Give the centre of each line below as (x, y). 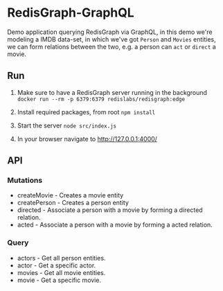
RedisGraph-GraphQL (71, 13)
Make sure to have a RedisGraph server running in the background (112, 92)
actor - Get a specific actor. (56, 265)
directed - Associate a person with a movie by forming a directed (110, 210)
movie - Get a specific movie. (59, 280)
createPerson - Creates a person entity (73, 203)
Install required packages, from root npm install (86, 112)
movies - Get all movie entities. (61, 272)
